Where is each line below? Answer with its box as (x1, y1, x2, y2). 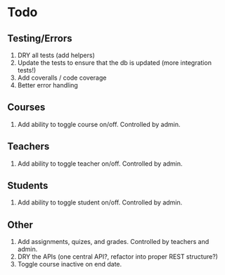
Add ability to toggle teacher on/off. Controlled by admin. (17, 159, 183, 168)
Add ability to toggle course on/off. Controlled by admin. (17, 120, 181, 128)
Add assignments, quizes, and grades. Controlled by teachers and (17, 238, 210, 246)
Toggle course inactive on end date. (17, 260, 122, 269)
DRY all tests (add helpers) (17, 51, 95, 59)
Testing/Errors (7, 32, 72, 44)
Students (7, 180, 49, 192)
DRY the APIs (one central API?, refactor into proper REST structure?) (17, 252, 218, 261)
